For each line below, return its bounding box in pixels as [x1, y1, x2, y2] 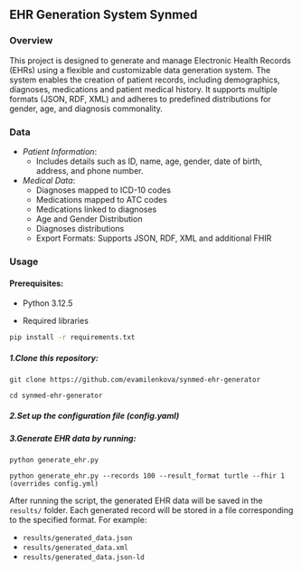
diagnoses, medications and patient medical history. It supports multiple [9, 83, 278, 94]
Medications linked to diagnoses [35, 204, 157, 214]
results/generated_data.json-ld [22, 553, 145, 562]
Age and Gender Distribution [35, 213, 143, 224]
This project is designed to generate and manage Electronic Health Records [9, 54, 291, 66]
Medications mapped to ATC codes [35, 194, 167, 205]
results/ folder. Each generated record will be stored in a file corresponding [9, 505, 294, 516]
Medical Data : [22, 175, 76, 186]
